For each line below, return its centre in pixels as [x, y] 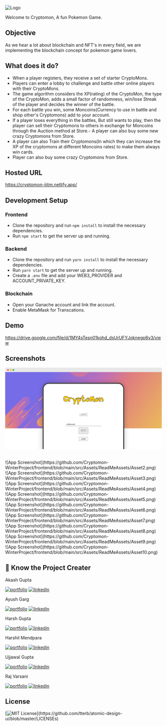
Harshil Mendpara [24, 637]
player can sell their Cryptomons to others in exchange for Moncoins [83, 125]
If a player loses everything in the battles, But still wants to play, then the [86, 120]
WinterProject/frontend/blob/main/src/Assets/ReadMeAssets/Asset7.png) [80, 520]
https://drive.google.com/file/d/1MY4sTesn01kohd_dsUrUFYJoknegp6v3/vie [83, 337]
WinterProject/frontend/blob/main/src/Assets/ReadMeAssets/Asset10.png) [82, 552]
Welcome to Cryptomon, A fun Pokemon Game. [54, 17]
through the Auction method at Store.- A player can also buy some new [85, 131]
